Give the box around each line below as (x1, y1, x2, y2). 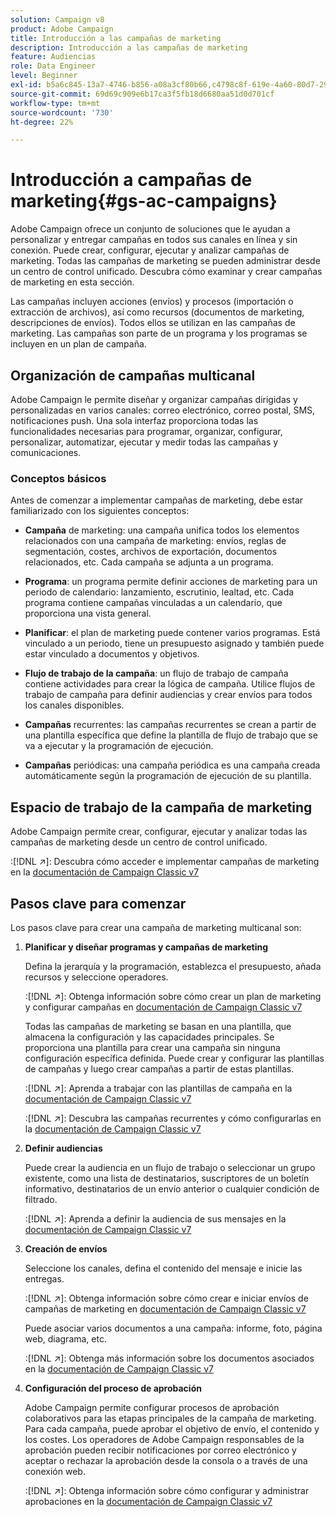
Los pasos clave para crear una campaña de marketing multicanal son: (10, 921, 302, 933)
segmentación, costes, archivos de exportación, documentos (24, 546, 278, 558)
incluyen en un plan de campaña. (10, 338, 147, 350)
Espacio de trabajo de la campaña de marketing (10, 799, 313, 816)
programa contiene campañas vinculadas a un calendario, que (24, 597, 283, 609)
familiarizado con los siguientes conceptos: (10, 505, 190, 517)
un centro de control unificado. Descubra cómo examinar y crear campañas (10, 266, 323, 278)
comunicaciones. (10, 447, 82, 458)
